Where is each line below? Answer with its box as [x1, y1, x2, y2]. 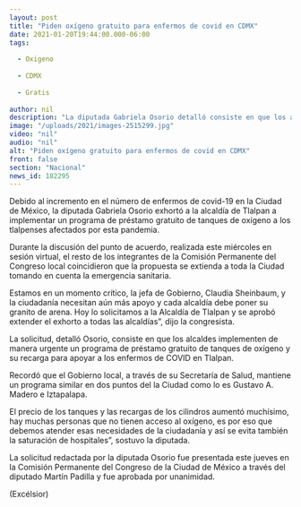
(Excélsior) [9, 489, 49, 500]
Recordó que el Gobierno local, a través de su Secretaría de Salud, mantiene [9, 370, 291, 381]
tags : [9, 38, 30, 47]
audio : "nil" [9, 138, 58, 147]
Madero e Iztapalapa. [9, 389, 88, 400]
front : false [9, 154, 58, 164]
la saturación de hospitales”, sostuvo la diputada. [9, 435, 191, 446]
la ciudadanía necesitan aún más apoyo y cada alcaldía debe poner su [9, 297, 269, 308]
